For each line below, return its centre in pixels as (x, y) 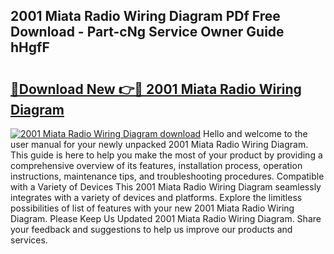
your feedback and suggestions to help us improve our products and (151, 229)
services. (29, 240)
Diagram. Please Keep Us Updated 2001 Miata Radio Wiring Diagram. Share (166, 218)
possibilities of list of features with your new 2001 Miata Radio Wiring (152, 208)
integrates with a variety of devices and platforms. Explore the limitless (156, 197)
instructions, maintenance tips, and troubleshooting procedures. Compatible (167, 176)
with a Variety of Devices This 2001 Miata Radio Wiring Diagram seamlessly (166, 187)
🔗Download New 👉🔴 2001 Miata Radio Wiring (156, 89)
